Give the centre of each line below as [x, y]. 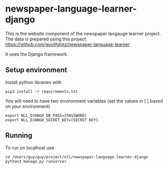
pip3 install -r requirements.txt [42, 92]
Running [19, 135]
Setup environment [36, 70]
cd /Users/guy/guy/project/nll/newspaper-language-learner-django [77, 157]
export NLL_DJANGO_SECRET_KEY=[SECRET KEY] [52, 120]
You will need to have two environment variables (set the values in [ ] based [84, 101]
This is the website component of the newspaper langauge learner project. [83, 33]
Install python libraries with [33, 82]
